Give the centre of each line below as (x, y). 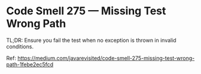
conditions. (20, 47)
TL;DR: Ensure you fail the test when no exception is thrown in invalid (91, 40)
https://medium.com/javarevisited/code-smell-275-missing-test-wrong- (106, 58)
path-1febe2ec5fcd (30, 64)
